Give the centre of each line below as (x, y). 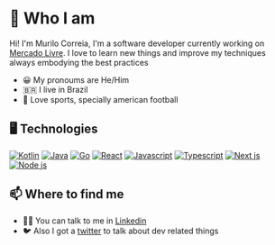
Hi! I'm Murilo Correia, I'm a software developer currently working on (137, 43)
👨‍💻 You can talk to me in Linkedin (84, 221)
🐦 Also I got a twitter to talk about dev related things (120, 231)
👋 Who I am (52, 18)
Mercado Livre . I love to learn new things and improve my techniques (137, 52)
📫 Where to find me (67, 194)
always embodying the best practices (79, 62)
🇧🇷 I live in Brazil (55, 89)
